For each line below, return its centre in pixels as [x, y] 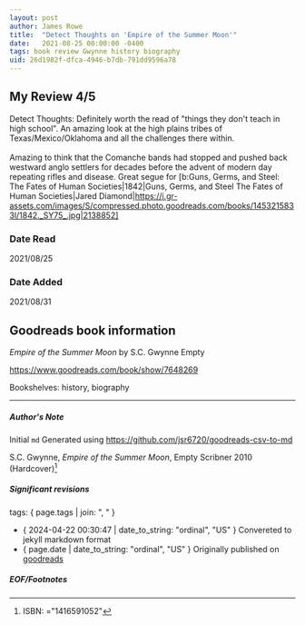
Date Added [36, 283]
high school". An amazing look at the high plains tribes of [116, 128]
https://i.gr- [156, 195]
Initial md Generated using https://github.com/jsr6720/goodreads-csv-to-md [151, 440]
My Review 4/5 [53, 97]
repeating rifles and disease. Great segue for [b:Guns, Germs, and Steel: [144, 176]
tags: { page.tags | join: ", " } [62, 512]
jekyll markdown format [67, 539]
